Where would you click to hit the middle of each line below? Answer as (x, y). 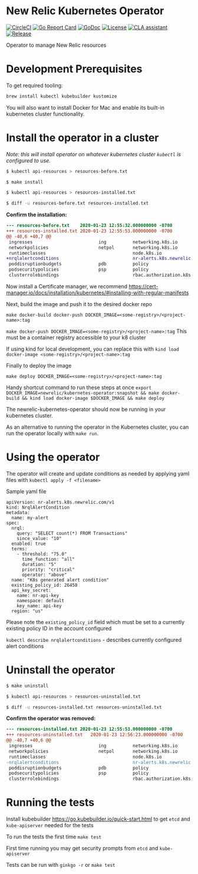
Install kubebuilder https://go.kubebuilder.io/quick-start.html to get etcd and (98, 819)
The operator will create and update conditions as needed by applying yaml (98, 473)
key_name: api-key (39, 606)
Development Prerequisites (74, 69)
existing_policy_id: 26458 (44, 585)
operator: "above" (44, 575)
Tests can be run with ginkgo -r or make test (61, 865)
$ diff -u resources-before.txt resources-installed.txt (77, 203)
